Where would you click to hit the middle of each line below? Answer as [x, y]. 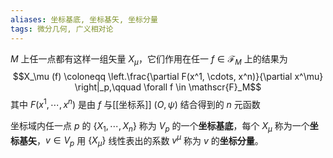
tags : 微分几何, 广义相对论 [62, 29]
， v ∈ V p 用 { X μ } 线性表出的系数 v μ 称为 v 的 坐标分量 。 [150, 140]
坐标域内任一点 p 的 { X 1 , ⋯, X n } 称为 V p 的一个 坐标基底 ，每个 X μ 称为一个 [160, 126]
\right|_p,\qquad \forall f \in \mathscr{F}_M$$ [168, 87]
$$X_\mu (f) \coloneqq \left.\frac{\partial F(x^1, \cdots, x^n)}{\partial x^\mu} [168, 77]
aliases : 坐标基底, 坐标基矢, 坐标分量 [84, 19]
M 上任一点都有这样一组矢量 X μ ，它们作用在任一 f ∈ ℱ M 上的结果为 [149, 59]
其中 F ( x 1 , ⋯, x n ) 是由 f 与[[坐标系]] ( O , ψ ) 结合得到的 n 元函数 [135, 103]
